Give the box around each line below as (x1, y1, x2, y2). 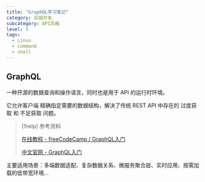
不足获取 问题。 (20, 109, 59, 116)
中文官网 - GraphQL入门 (21, 148, 83, 156)
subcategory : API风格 (6, 20, 60, 26)
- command (12, 44, 37, 50)
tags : (6, 32, 20, 38)
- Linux (12, 37, 32, 44)
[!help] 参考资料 (21, 122, 61, 129)
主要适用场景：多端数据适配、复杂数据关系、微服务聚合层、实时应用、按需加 (6, 161, 199, 169)
